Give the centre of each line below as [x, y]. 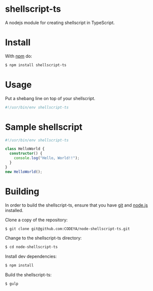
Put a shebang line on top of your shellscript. [50, 98]
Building [22, 191]
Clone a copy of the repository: [36, 220]
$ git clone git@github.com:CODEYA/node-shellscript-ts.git [68, 229]
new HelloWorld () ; [24, 172]
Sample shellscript [44, 127]
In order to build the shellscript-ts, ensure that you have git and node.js [76, 205]
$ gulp [12, 284]
